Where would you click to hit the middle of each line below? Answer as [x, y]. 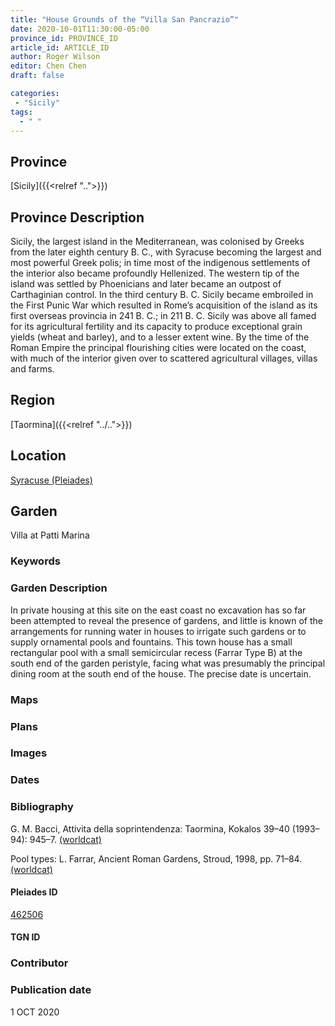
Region [32, 400]
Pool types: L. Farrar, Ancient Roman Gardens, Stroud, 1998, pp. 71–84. [156, 858]
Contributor [39, 963]
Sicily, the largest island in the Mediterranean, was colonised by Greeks [157, 241]
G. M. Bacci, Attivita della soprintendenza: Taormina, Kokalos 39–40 [150, 828]
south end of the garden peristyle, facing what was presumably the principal [168, 663]
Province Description [77, 217]
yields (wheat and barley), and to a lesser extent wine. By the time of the [160, 337]
